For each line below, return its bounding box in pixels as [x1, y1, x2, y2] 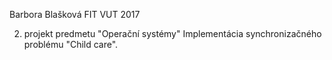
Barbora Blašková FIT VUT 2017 [9, 9, 141, 20]
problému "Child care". [23, 39, 119, 50]
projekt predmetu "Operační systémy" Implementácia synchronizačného [23, 28, 322, 39]
